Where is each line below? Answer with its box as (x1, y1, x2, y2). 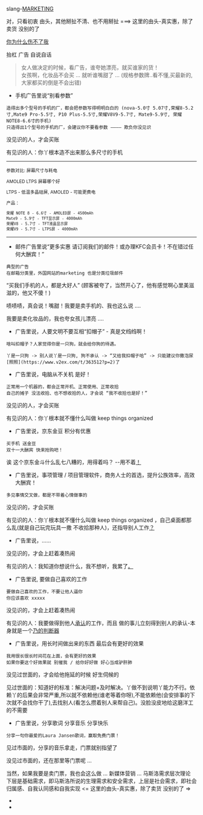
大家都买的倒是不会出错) (21, 79, 82, 86)
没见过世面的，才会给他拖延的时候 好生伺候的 (6, 671, 119, 678)
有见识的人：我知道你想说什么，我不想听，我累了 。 (6, 562, 134, 570)
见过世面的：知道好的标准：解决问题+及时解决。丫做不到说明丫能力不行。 (6, 684, 190, 691)
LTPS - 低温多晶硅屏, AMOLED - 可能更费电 (6, 189, 96, 196)
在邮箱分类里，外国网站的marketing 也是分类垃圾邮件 (6, 270, 124, 276)
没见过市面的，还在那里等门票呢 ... (6, 757, 92, 764)
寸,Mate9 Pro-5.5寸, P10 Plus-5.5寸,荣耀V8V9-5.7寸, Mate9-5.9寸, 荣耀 (6, 111, 182, 118)
